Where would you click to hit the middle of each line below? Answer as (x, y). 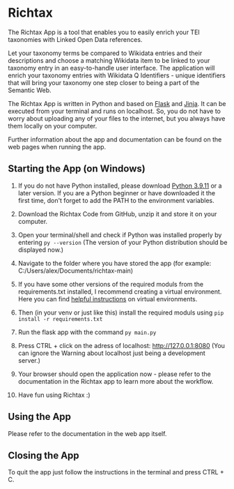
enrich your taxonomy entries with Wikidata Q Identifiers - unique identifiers (117, 75)
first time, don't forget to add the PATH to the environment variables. (116, 200)
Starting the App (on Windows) (77, 169)
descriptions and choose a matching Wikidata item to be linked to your (109, 60)
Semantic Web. (30, 90)
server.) (29, 360)
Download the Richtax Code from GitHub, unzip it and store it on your (117, 213)
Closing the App (44, 455)
